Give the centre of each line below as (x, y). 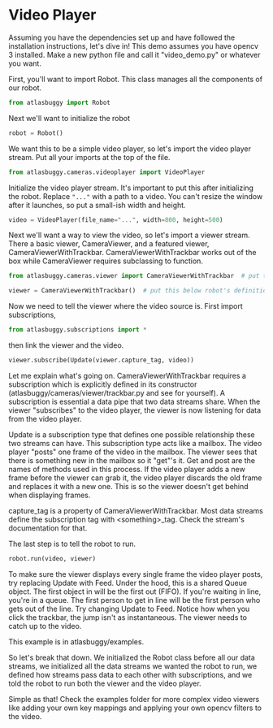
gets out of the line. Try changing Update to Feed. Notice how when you (129, 609)
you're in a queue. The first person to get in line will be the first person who (134, 600)
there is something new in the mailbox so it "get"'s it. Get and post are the (132, 460)
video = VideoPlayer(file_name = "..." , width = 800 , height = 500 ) (116, 220)
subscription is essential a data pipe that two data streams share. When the (134, 401)
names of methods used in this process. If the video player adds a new (127, 469)
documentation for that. (48, 528)
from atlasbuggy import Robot (60, 102)
